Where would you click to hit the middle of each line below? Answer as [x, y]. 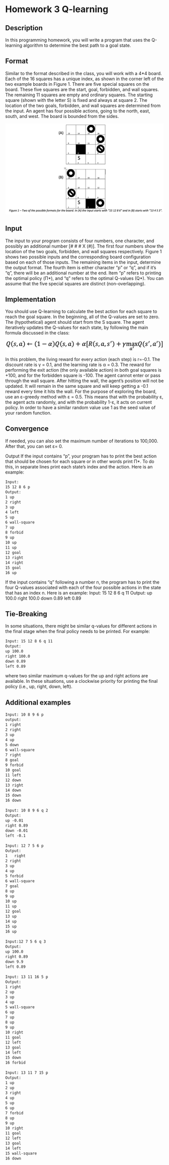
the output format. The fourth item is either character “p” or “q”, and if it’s [81, 267]
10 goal [13, 770]
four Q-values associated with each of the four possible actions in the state [83, 587]
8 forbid [14, 532]
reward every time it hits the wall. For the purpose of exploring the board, [81, 391]
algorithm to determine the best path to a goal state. [77, 45]
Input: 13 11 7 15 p [27, 1073]
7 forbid [14, 1113]
